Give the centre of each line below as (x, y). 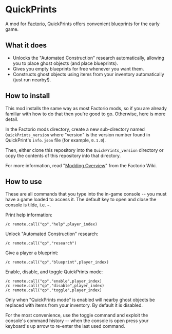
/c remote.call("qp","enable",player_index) (54, 282)
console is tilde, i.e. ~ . (28, 205)
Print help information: (29, 215)
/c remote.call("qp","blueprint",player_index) (57, 262)
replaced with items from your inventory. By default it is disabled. (74, 305)
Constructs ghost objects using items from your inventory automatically (88, 74)
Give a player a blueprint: (32, 253)
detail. (12, 119)
